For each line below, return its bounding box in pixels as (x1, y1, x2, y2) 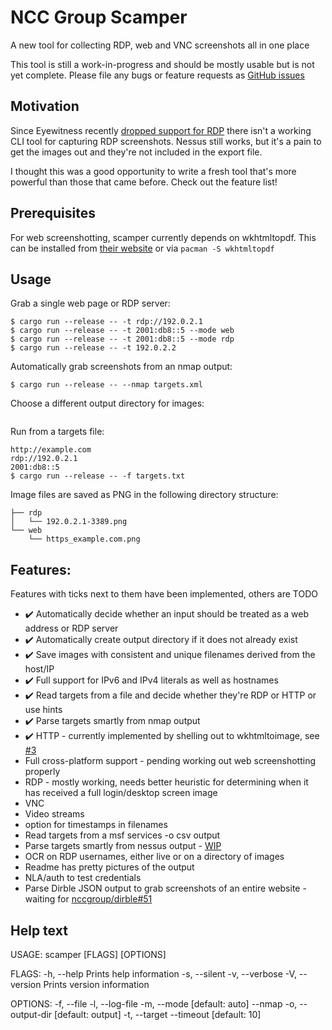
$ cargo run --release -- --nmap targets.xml (10, 380, 203, 390)
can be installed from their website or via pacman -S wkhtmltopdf (10, 242, 275, 254)
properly (24, 766, 61, 778)
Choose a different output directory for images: (10, 397, 205, 410)
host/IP (24, 663, 55, 675)
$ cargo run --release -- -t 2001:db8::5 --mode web (10, 326, 235, 336)
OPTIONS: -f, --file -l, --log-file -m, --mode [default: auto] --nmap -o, (10, 998, 298, 1010)
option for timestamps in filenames (24, 819, 168, 831)
